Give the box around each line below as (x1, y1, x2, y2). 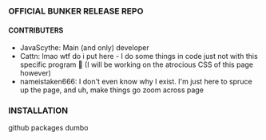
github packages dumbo (8, 123, 89, 133)
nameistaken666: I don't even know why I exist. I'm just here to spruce (19, 77, 253, 87)
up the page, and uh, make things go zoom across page (19, 85, 204, 95)
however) (19, 68, 52, 78)
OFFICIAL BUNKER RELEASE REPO (8, 6, 144, 17)
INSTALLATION (8, 105, 69, 116)
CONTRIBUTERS (8, 25, 64, 35)
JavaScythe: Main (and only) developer (19, 43, 149, 52)
